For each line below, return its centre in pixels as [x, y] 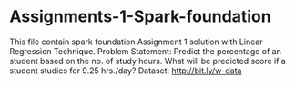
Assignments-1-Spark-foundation [140, 17]
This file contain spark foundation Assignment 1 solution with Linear [136, 42]
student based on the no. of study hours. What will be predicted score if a [148, 61]
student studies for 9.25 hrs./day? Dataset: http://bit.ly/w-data [126, 71]
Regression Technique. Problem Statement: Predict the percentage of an [146, 51]
